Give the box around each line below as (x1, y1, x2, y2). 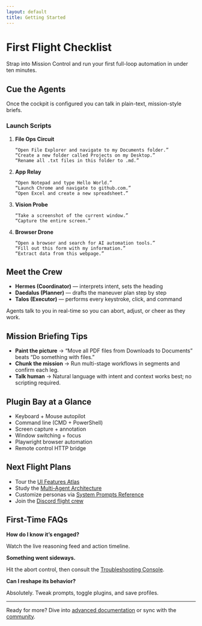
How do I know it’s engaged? (6, 531, 79, 538)
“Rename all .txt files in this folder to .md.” (14, 157, 139, 163)
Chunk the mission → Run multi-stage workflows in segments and (14, 360, 180, 368)
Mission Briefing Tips (6, 331, 88, 341)
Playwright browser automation (14, 438, 93, 445)
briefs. (6, 107, 22, 114)
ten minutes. (6, 67, 37, 74)
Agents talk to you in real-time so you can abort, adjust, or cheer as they (6, 307, 186, 315)
